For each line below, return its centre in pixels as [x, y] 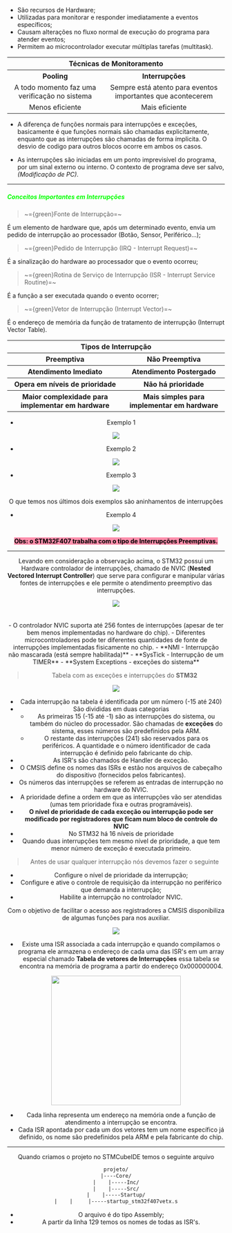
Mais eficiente [164, 107]
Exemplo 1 [121, 422]
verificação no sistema [55, 96]
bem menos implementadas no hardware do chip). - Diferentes [116, 632]
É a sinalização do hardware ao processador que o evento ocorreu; [103, 261]
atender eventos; [41, 39]
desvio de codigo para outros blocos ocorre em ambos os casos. [110, 146]
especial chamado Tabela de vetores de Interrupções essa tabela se [121, 958]
